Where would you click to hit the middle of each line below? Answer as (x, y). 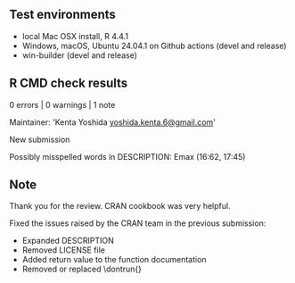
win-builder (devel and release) (80, 55)
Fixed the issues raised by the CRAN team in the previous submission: (138, 223)
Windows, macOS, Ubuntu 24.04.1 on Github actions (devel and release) (154, 46)
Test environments (62, 15)
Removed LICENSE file (63, 250)
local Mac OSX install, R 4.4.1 (75, 36)
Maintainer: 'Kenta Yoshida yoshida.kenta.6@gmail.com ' (113, 122)
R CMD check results (69, 83)
